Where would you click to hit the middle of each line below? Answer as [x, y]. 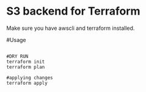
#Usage [16, 40]
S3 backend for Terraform [73, 11]
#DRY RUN [17, 56]
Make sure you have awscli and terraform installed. [71, 28]
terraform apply [27, 83]
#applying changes [30, 77]
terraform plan [26, 67]
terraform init [26, 62]
